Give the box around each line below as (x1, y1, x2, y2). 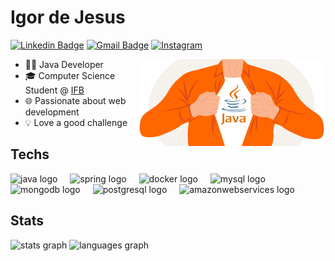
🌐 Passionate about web (24, 94, 127, 106)
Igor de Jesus (10, 6, 126, 29)
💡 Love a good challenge (24, 116, 128, 128)
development (24, 106, 80, 118)
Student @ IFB (24, 84, 85, 96)
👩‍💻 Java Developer (24, 58, 104, 70)
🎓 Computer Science (24, 69, 116, 81)
